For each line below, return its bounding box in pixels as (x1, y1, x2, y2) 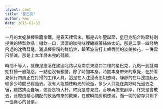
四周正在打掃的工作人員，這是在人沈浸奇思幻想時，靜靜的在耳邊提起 (17, 75, 154, 81)
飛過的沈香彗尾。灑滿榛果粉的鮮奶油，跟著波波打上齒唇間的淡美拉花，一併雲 (5, 46, 158, 52)
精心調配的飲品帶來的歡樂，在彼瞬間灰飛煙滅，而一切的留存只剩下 (26, 93, 158, 99)
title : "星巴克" (5, 12, 36, 16)
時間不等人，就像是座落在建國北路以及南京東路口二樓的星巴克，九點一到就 (5, 63, 154, 68)
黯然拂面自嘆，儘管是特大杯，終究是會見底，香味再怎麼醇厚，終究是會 (13, 87, 154, 93)
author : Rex (5, 16, 29, 21)
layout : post (5, 7, 32, 12)
